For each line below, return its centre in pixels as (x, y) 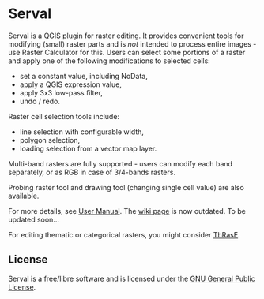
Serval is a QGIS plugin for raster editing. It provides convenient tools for (126, 36)
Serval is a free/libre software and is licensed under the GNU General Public (132, 278)
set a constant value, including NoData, (84, 76)
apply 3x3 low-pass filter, (61, 92)
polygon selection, (50, 140)
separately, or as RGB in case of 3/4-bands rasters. (92, 172)
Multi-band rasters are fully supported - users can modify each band (121, 163)
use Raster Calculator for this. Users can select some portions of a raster (127, 52)
